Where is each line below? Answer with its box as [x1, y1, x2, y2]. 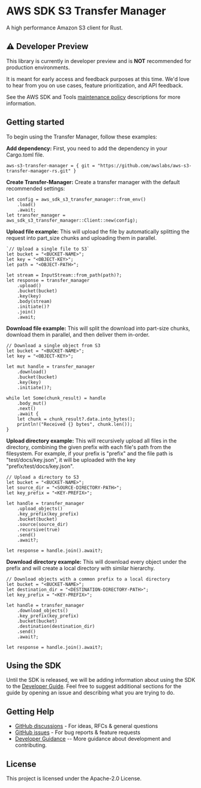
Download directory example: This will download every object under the [6, 558, 187, 565]
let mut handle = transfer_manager [6, 363, 95, 369]
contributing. [14, 742, 47, 749]
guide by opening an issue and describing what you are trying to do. [6, 689, 175, 696]
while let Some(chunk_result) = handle [6, 395, 106, 401]
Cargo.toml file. [6, 151, 44, 158]
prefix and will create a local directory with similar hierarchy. [6, 564, 155, 572]
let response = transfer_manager [6, 277, 90, 283]
